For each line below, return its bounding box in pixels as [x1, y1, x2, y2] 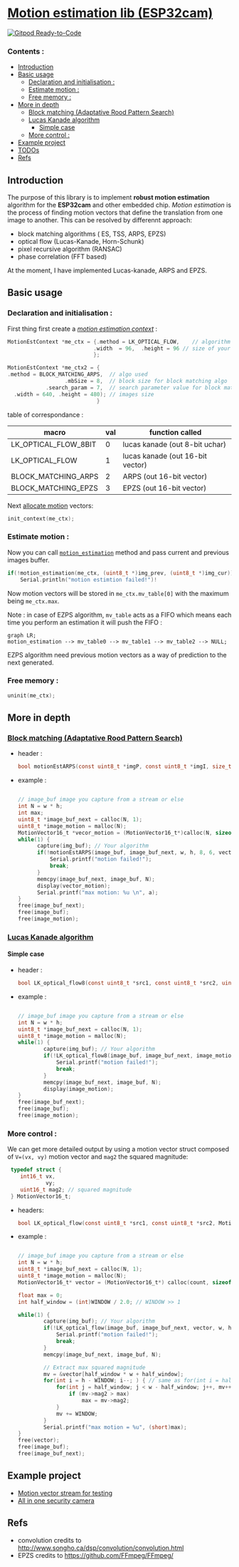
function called [149, 427, 202, 437]
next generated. [7, 658, 55, 667]
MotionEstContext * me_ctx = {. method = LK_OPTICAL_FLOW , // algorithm [7, 338, 231, 345]
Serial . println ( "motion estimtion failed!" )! [20, 576, 158, 583]
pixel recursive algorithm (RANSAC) [17, 245, 122, 254]
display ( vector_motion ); [36, 882, 111, 889]
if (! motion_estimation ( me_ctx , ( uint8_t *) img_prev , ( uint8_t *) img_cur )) [7, 569, 234, 577]
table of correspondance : [7, 410, 84, 418]
